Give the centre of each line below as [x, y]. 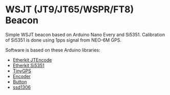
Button [20, 82]
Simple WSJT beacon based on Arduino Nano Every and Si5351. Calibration [85, 34]
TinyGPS [22, 71]
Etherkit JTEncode [32, 60]
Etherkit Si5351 [28, 65]
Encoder [22, 76]
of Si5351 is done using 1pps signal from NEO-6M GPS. [63, 40]
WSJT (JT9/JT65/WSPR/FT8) [70, 9]
